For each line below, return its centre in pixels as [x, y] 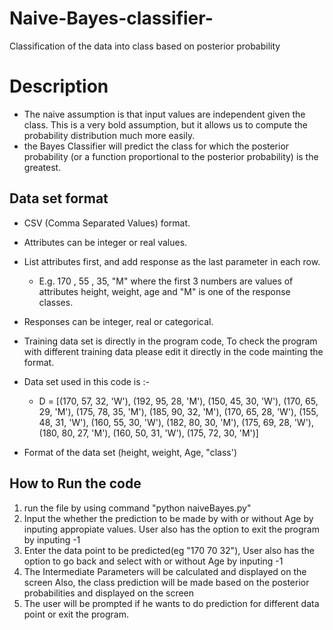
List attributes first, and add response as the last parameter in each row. [172, 261]
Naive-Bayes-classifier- [111, 18]
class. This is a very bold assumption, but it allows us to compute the [165, 124]
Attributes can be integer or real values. [105, 242]
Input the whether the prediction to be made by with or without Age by [168, 518]
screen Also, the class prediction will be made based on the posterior [166, 582]
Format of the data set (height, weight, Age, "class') [130, 452]
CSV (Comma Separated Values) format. [107, 223]
